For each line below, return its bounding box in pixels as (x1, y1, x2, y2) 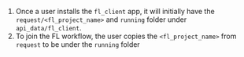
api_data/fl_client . (15, 23, 82, 32)
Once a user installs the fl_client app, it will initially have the (15, 7, 215, 16)
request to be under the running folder (15, 40, 140, 49)
